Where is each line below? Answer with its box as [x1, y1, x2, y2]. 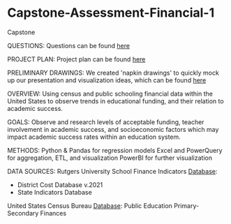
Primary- [174, 201, 200, 210]
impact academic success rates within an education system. [7, 133, 181, 141]
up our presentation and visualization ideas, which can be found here [7, 75, 207, 84]
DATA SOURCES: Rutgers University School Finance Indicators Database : [7, 167, 218, 175]
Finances [40, 209, 67, 217]
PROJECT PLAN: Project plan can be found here [7, 54, 146, 64]
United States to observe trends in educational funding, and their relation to [7, 96, 225, 105]
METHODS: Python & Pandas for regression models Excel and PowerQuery [7, 146, 223, 154]
